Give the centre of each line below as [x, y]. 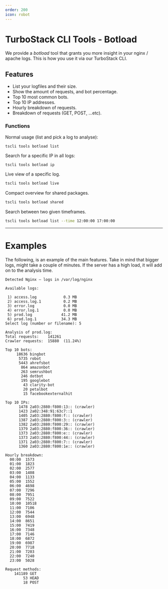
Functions [17, 126]
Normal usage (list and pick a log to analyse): [52, 137]
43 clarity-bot [39, 385]
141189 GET [25, 573]
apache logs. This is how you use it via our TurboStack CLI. [66, 59]
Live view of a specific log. [33, 174]
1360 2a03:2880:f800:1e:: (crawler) [56, 446]
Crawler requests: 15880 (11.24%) [43, 341]
